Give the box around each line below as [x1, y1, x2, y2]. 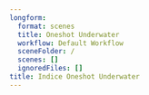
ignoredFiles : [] [17, 64, 84, 73]
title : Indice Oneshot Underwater [9, 72, 141, 81]
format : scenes [17, 22, 75, 31]
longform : [9, 13, 47, 23]
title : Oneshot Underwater [17, 30, 120, 39]
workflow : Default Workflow [17, 38, 124, 48]
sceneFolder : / [17, 47, 75, 56]
